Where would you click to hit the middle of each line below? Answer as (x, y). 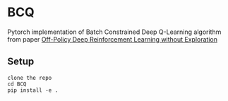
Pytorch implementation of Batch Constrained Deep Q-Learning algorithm (114, 32)
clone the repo (30, 78)
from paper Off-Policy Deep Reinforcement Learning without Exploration (112, 39)
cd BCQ (17, 84)
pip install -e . (33, 90)
